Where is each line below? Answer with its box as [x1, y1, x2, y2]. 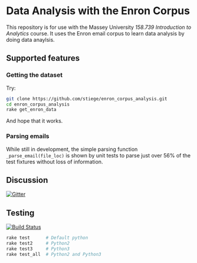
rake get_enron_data [6, 107, 57, 113]
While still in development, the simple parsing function [6, 146, 138, 153]
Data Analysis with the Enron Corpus [6, 4, 191, 18]
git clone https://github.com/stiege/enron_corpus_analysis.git [6, 96, 168, 101]
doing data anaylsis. [6, 36, 55, 43]
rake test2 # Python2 [6, 241, 70, 246]
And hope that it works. [6, 117, 63, 124]
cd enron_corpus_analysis [6, 101, 70, 107]
